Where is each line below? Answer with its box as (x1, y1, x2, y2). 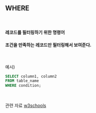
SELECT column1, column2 (5, 74, 57, 79)
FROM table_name (5, 78, 39, 83)
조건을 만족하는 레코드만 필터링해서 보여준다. (5, 42, 91, 48)
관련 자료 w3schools (5, 102, 46, 108)
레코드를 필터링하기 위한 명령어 (5, 30, 65, 36)
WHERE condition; (5, 83, 41, 88)
